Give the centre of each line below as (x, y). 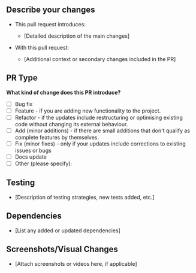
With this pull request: (42, 47)
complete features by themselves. (57, 137)
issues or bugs (33, 150)
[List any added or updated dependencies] (68, 230)
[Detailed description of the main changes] (77, 36)
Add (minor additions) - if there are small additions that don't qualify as (102, 131)
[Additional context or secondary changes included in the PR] (100, 59)
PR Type (22, 78)
